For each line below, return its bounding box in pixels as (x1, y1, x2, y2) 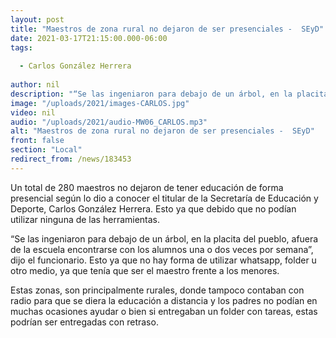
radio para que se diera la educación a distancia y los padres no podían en (10, 294, 318, 306)
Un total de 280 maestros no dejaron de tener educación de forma (10, 181, 284, 193)
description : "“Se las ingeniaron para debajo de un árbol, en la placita (10, 89, 329, 99)
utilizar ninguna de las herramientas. (10, 213, 161, 225)
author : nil (10, 80, 60, 90)
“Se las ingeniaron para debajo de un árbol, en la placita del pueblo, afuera (10, 232, 319, 245)
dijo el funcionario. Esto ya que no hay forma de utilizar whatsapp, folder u (10, 254, 317, 266)
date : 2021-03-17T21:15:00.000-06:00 (10, 33, 168, 43)
